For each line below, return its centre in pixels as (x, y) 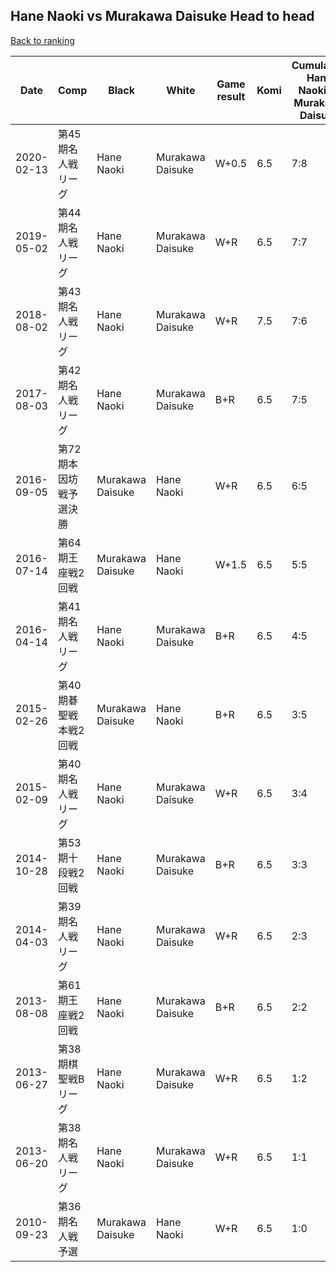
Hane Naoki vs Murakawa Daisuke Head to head (162, 16)
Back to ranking (42, 40)
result (231, 96)
